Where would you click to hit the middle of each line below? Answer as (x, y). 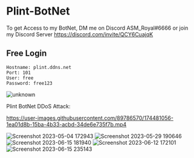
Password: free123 (29, 83)
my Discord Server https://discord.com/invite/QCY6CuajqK (80, 34)
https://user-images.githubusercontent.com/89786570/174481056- (90, 118)
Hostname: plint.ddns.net (39, 67)
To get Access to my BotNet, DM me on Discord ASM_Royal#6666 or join (97, 28)
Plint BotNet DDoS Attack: (38, 106)
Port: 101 (19, 73)
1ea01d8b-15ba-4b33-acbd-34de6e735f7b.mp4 (66, 124)
